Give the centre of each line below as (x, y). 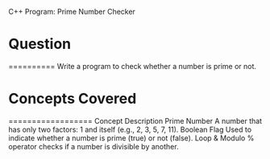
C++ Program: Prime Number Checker (72, 12)
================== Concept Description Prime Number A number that (135, 120)
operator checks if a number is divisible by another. (93, 146)
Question (39, 44)
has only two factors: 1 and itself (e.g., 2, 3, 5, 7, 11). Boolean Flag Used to (130, 129)
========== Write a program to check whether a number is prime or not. (132, 66)
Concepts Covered (73, 99)
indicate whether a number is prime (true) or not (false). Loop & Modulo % (131, 138)
